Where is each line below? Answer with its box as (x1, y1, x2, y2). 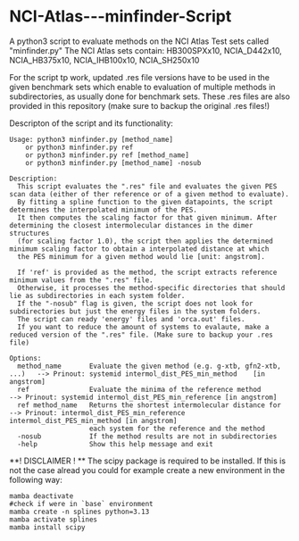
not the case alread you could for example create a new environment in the (9, 464, 286, 475)
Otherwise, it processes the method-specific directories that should (17, 283, 286, 292)
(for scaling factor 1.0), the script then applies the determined (17, 237, 274, 246)
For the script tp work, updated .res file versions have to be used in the (9, 71, 270, 82)
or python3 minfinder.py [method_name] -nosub (25, 158, 202, 167)
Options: (9, 354, 42, 362)
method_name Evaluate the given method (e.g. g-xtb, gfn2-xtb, (17, 362, 281, 370)
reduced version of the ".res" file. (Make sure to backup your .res (9, 330, 274, 339)
